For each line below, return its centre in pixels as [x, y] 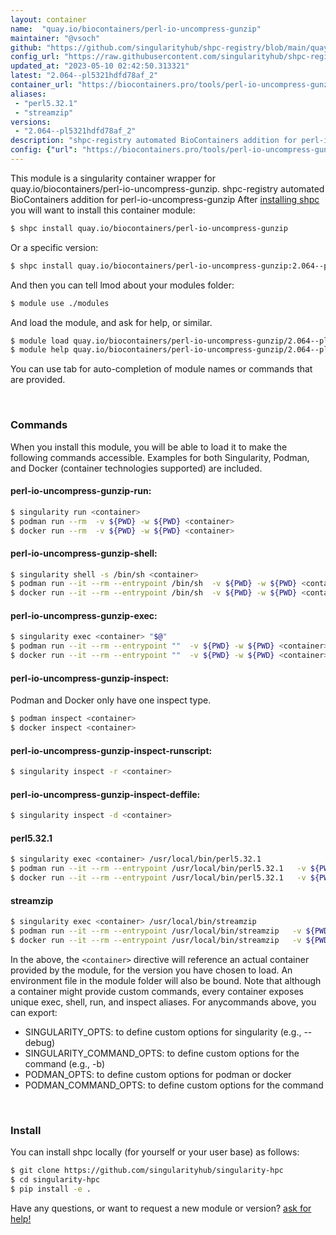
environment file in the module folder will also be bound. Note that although [166, 980]
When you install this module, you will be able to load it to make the [149, 447]
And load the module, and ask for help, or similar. [111, 322]
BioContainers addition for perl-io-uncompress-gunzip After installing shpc [165, 199]
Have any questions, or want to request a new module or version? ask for [161, 1208]
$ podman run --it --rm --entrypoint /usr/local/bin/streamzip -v [156, 931]
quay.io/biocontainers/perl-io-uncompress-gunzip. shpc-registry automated [167, 188]
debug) [40, 1042]
